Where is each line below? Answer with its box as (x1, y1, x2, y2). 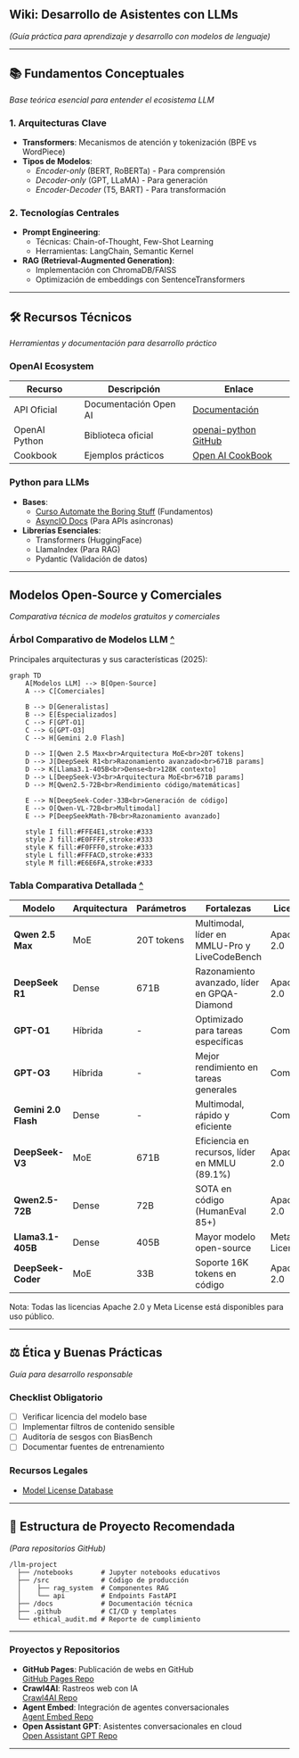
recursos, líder (195, 1146, 256, 1158)
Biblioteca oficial (84, 429, 154, 442)
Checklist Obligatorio (9, 1391, 103, 1404)
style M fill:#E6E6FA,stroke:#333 (25, 858, 153, 867)
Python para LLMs (9, 477, 90, 489)
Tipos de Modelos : (21, 155, 93, 166)
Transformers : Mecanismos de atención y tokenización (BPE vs (21, 137, 257, 147)
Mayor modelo (195, 1231, 256, 1243)
